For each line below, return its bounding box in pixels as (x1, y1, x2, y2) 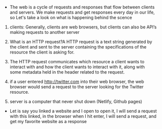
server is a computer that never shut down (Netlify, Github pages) (9, 99, 142, 104)
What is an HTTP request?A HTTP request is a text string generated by (9, 39, 153, 45)
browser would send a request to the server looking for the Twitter (9, 84, 144, 90)
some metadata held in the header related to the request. (9, 69, 125, 75)
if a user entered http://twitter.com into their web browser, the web (9, 78, 144, 84)
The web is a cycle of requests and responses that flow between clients (9, 4, 155, 10)
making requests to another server (9, 29, 80, 35)
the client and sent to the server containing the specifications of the (9, 44, 147, 50)
